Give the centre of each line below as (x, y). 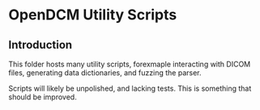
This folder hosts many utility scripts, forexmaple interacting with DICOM (130, 64)
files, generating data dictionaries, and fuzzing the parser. (105, 73)
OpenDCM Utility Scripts (93, 15)
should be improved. (43, 97)
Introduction (40, 45)
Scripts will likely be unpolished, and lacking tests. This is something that (130, 88)
